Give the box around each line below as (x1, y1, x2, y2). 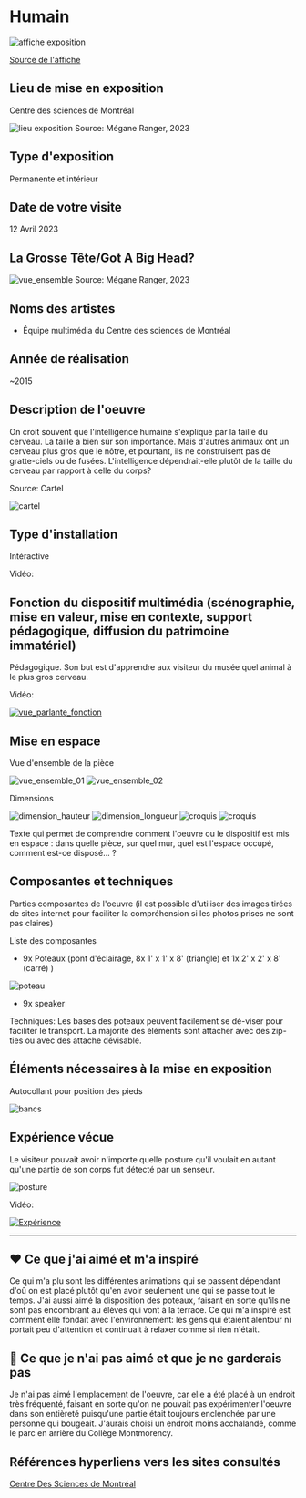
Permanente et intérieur (9, 173, 98, 184)
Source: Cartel (9, 482, 64, 493)
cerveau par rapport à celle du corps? (9, 465, 152, 476)
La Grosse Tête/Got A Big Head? (9, 250, 196, 265)
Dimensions (9, 793, 55, 804)
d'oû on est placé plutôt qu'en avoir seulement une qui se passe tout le (9, 1286, 276, 1297)
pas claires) (9, 917, 54, 928)
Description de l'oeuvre (9, 402, 146, 418)
